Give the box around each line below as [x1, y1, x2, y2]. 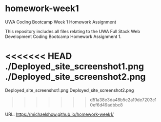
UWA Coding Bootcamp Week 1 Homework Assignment [5, 19, 116, 25]
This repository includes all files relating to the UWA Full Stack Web [5, 28, 141, 34]
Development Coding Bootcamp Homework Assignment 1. [5, 34, 122, 39]
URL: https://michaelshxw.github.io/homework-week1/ [5, 111, 114, 117]
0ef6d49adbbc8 [90, 102, 123, 107]
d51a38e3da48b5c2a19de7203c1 [90, 97, 157, 103]
